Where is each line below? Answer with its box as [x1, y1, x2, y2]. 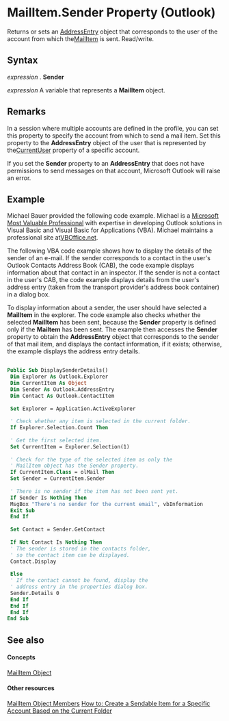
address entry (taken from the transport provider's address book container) [7, 283, 220, 292]
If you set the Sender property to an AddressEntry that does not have [7, 159, 205, 167]
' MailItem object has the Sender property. [10, 462, 139, 470]
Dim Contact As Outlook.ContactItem [10, 392, 115, 399]
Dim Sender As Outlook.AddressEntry [10, 385, 115, 393]
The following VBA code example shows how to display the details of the [7, 246, 213, 255]
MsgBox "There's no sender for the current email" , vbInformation [10, 501, 204, 507]
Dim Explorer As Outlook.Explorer [10, 373, 109, 381]
